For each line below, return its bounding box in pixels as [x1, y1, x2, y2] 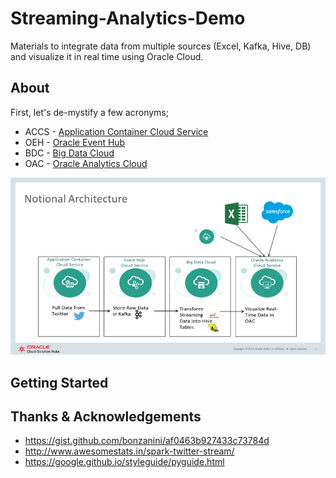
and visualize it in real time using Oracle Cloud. [10, 50, 204, 62]
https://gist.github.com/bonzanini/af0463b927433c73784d [24, 435, 270, 447]
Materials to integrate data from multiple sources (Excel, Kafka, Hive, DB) [10, 40, 312, 52]
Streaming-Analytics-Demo [10, 7, 246, 30]
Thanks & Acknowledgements [10, 408, 202, 426]
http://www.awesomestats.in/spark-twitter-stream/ [24, 445, 235, 457]
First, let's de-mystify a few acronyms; [10, 106, 169, 118]
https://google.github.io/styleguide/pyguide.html [24, 456, 225, 468]
